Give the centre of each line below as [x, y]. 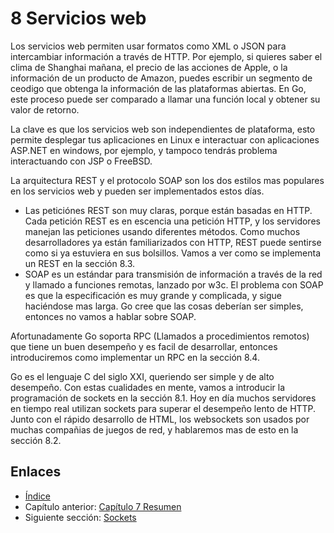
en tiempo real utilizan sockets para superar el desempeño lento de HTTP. [163, 408]
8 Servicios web [78, 18]
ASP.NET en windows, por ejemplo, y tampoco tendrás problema [144, 150]
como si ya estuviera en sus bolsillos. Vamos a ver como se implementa [173, 253]
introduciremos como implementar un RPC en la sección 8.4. [135, 357]
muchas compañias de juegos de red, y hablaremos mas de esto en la [154, 429]
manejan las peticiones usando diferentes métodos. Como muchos [162, 231]
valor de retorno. [45, 109]
